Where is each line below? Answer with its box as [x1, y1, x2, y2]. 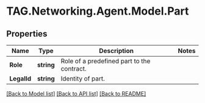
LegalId [9, 74, 32, 83]
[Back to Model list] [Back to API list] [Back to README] [6, 90, 146, 97]
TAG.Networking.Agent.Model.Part [6, 4, 189, 18]
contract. [60, 65, 87, 73]
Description [99, 47, 134, 55]
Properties [6, 29, 48, 39]
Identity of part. [60, 74, 106, 83]
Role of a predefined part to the [60, 57, 151, 65]
